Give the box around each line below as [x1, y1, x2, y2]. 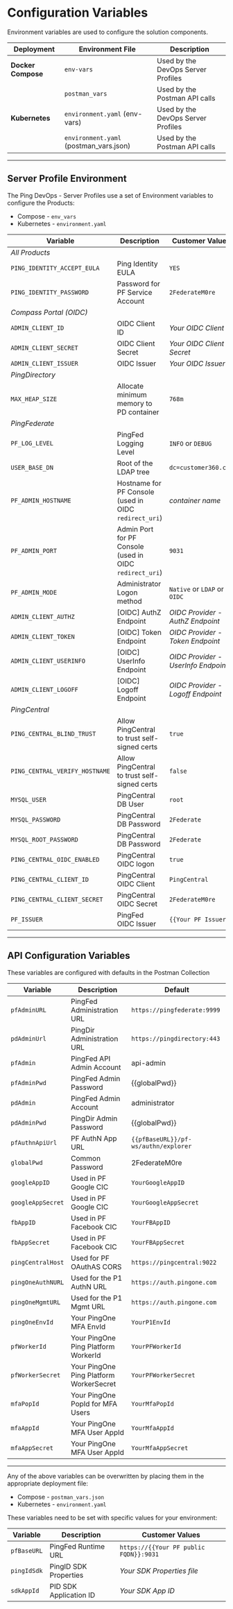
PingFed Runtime [49, 1542, 105, 1551]
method [116, 596, 142, 606]
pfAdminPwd [10, 1079, 46, 1087]
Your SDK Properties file [119, 1566, 199, 1576]
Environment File [78, 44, 137, 53]
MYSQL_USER [10, 796, 46, 803]
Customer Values [141, 1530, 200, 1540]
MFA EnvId [70, 1322, 106, 1331]
